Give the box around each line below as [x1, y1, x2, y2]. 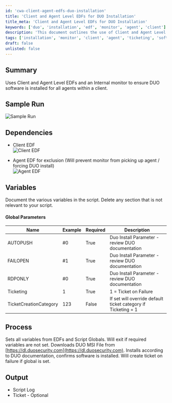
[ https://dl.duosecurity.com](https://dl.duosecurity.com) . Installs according [5, 347, 163, 354]
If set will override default [110, 295, 163, 301]
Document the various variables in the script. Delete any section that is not [5, 197, 163, 203]
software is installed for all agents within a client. [5, 85, 108, 91]
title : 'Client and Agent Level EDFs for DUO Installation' [5, 13, 137, 19]
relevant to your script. [5, 202, 53, 208]
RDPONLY [7, 276, 29, 282]
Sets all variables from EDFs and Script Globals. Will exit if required [5, 336, 147, 342]
